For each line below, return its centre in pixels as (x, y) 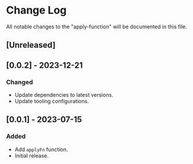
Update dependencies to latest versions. (64, 95)
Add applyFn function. (41, 149)
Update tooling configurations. (52, 101)
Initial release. (32, 155)
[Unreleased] (31, 45)
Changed (20, 82)
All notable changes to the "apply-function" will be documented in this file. (97, 27)
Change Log (36, 10)
